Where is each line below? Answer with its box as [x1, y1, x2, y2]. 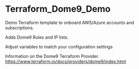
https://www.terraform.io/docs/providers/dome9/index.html [5, 58, 127, 64]
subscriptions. [5, 24, 35, 30]
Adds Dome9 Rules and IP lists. [5, 34, 69, 40]
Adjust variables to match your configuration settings [5, 44, 113, 49]
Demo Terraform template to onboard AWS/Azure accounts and [5, 20, 135, 25]
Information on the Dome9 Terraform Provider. [5, 53, 100, 59]
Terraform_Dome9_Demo [5, 3, 111, 15]
